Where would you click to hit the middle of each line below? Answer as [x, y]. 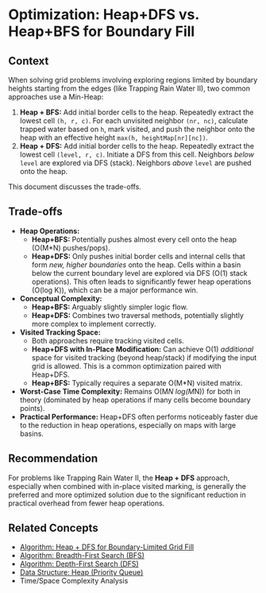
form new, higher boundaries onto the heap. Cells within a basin [136, 265]
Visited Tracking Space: [60, 332]
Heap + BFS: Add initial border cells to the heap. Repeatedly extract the [137, 112]
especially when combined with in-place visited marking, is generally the [127, 486]
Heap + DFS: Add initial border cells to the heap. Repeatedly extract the [137, 146]
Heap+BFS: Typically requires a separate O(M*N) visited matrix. [137, 382]
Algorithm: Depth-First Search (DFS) [79, 564]
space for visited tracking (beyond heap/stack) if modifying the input [144, 357]
